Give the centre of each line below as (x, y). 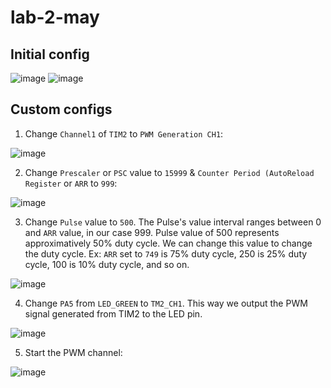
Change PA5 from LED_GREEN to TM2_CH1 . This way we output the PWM (166, 303)
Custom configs (61, 109)
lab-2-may (55, 17)
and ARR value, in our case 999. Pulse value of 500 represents (152, 232)
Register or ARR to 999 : (71, 183)
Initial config (50, 54)
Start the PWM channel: (73, 352)
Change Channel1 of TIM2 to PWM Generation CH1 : (124, 133)
